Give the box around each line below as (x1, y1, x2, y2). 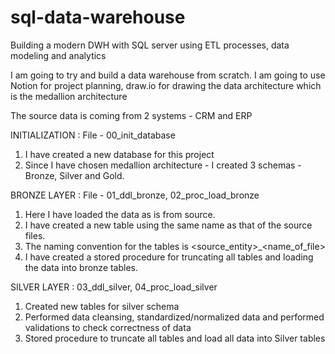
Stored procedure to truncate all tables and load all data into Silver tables (24, 332, 326, 344)
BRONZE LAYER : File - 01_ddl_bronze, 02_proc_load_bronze (10, 189, 260, 201)
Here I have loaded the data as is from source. (24, 208, 216, 220)
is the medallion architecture (10, 90, 128, 102)
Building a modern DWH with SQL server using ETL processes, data (10, 39, 290, 51)
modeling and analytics (10, 49, 107, 61)
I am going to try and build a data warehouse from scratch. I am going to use (10, 69, 326, 81)
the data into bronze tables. (24, 261, 139, 273)
